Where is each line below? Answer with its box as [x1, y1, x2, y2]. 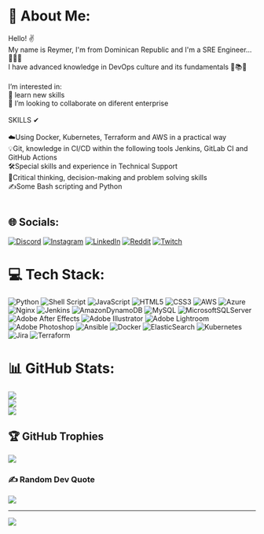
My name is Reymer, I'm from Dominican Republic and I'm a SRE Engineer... [8, 45, 252, 54]
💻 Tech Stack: [8, 265, 105, 283]
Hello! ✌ [8, 33, 35, 42]
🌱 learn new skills [8, 90, 65, 99]
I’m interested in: [8, 82, 62, 91]
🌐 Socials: [8, 215, 60, 229]
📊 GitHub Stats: [8, 359, 115, 377]
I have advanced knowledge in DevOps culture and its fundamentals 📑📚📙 [8, 62, 247, 72]
